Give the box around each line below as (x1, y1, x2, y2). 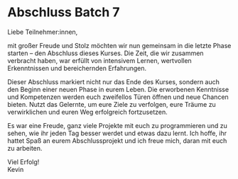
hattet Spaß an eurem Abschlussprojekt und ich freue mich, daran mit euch (7, 136, 227, 145)
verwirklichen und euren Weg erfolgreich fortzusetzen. (7, 108, 168, 116)
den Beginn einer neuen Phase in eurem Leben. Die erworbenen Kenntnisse (7, 85, 229, 93)
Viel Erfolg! (7, 157, 40, 166)
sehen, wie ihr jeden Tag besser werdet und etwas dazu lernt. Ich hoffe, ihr (7, 129, 227, 137)
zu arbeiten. (7, 144, 43, 152)
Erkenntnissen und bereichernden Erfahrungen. (7, 64, 147, 72)
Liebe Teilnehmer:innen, (7, 28, 78, 36)
